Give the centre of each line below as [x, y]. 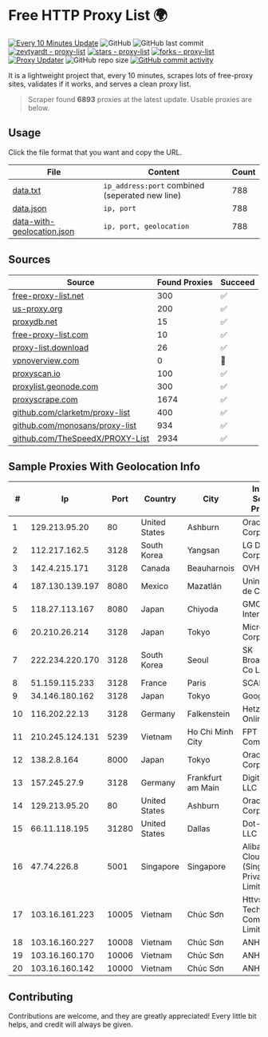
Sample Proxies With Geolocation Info [104, 467]
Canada [155, 568]
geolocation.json [43, 231]
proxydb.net [35, 322]
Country [160, 499]
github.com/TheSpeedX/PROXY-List [81, 438]
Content [164, 172]
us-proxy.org [37, 308]
